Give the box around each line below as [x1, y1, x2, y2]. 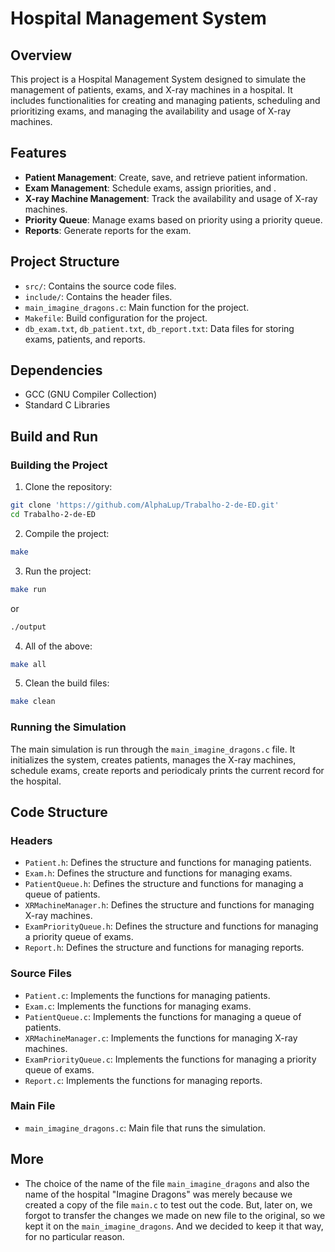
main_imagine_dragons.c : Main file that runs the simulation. [24, 1122, 267, 1134]
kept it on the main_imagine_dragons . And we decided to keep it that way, [24, 1220, 324, 1232]
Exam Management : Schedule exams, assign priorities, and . [24, 182, 277, 194]
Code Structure [10, 803, 108, 821]
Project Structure [10, 253, 120, 271]
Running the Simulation [10, 720, 127, 734]
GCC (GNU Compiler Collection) [24, 388, 158, 401]
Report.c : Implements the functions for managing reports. [24, 1074, 263, 1086]
